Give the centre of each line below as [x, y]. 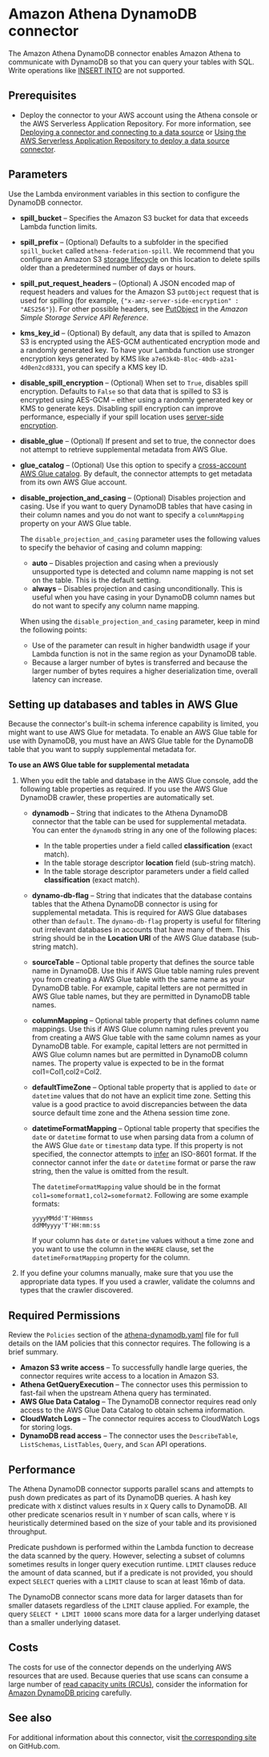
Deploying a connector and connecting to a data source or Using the [133, 132]
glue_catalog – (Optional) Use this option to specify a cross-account [133, 465]
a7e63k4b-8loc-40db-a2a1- [194, 359]
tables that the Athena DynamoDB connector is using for [125, 904]
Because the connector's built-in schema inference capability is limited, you [133, 724]
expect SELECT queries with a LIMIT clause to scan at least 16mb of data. [127, 1581]
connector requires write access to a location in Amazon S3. [119, 1376]
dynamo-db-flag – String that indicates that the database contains [142, 896]
